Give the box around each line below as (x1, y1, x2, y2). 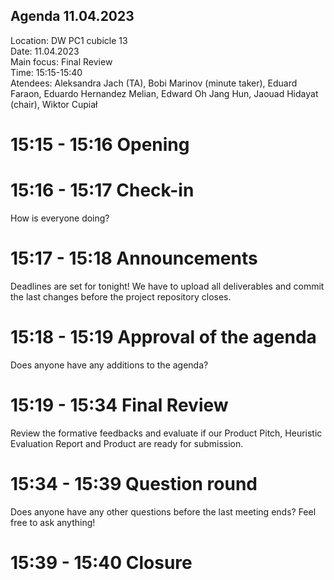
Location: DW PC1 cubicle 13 (10, 34, 128, 46)
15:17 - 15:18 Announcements (10, 247, 258, 270)
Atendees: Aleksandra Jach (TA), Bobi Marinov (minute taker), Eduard (10, 77, 298, 89)
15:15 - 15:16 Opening (10, 134, 190, 156)
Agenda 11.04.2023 (10, 8, 135, 25)
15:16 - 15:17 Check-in (10, 179, 195, 202)
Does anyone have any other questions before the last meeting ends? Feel (10, 505, 317, 518)
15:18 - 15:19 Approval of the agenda (10, 326, 317, 349)
